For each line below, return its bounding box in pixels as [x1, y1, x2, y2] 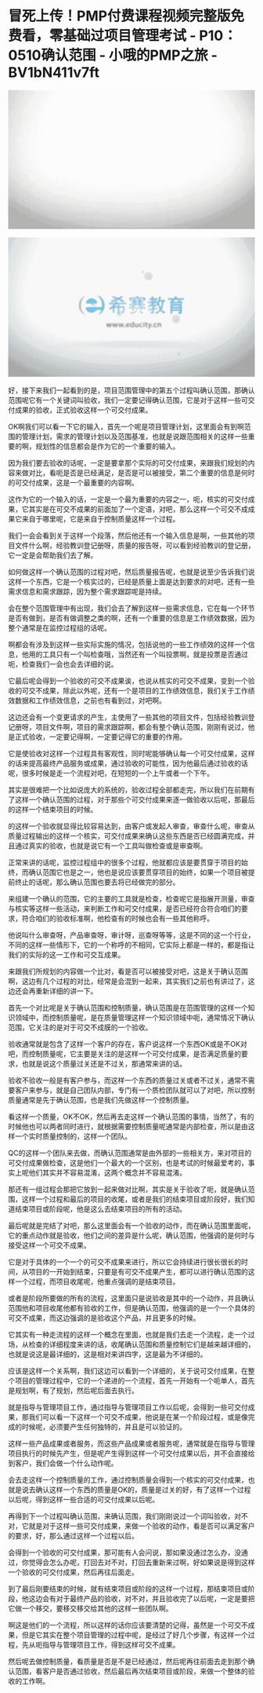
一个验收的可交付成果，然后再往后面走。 [8, 1567, 139, 1577]
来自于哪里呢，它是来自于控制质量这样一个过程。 [21, 514, 180, 523]
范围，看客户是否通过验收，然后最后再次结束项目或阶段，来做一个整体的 [14, 1666, 248, 1676]
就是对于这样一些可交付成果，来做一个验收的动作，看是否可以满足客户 [28, 1521, 255, 1530]
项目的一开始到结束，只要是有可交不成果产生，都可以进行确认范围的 [28, 1267, 248, 1276]
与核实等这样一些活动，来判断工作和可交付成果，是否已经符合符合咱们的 [8, 904, 241, 913]
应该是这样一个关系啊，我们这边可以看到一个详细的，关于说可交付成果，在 [8, 1366, 248, 1375]
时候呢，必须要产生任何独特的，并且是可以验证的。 [21, 1422, 186, 1432]
